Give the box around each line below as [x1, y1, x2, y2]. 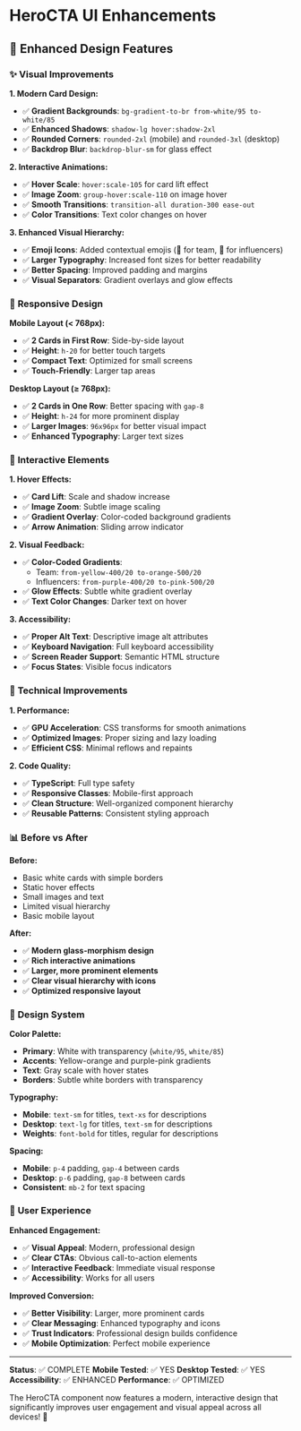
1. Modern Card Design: [9, 88, 99, 99]
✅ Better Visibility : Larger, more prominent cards [21, 1307, 205, 1318]
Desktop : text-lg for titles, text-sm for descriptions [21, 1118, 213, 1129]
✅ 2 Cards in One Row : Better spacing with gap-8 [21, 400, 204, 412]
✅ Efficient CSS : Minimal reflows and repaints [21, 742, 193, 753]
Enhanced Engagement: [9, 1224, 101, 1236]
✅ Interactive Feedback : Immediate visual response [21, 1262, 216, 1272]
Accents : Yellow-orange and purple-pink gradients [21, 1056, 211, 1067]
